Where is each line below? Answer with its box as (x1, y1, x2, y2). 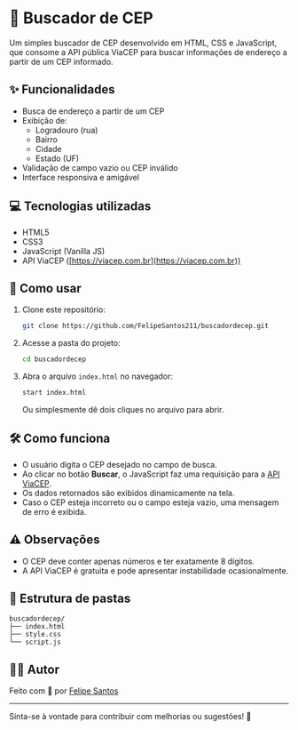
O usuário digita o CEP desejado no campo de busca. (21, 459, 217, 469)
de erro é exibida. (21, 506, 87, 517)
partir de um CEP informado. (9, 56, 114, 67)
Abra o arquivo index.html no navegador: (21, 371, 174, 381)
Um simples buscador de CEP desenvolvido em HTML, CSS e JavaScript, (9, 37, 278, 48)
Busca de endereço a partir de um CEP (21, 106, 165, 116)
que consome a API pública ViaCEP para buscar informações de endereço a (9, 46, 288, 57)
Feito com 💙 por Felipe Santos (9, 686, 119, 696)
